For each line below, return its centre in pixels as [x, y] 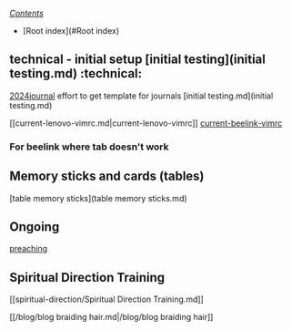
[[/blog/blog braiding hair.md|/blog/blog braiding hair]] [111, 317]
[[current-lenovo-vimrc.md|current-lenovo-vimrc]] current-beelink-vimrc [146, 123]
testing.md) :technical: [76, 73]
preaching [29, 249]
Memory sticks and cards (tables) [107, 176]
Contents [26, 13]
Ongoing [35, 227]
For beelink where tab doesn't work [90, 147]
